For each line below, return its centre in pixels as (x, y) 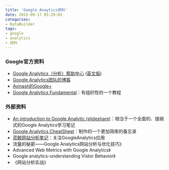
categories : (18, 19)
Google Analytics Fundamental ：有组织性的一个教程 (67, 93)
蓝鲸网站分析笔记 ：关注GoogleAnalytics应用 (59, 138)
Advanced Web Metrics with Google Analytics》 (62, 150)
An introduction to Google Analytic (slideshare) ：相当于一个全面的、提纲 (88, 119)
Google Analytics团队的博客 (42, 80)
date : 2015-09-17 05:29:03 (34, 15)
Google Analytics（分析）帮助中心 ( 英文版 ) (57, 73)
